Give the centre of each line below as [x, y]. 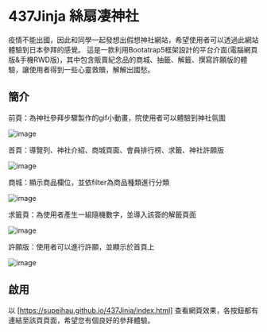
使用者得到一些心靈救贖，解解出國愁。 [92, 69]
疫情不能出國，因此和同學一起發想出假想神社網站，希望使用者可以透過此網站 [133, 40]
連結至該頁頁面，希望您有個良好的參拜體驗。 [81, 320]
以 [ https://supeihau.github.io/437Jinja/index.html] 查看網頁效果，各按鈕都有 [133, 310]
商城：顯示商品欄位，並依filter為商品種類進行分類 [89, 182]
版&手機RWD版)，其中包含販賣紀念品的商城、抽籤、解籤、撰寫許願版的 [124, 60]
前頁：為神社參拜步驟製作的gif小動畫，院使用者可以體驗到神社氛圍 [117, 118]
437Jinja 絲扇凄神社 [74, 16]
